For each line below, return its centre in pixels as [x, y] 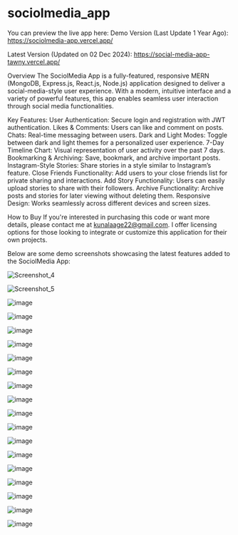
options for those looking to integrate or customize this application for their [117, 232]
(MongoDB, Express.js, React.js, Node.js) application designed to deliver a [117, 83]
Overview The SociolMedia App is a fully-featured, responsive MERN [108, 76]
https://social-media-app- [172, 54]
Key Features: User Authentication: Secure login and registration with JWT [117, 120]
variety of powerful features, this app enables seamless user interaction [113, 98]
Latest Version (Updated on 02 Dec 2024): [70, 54]
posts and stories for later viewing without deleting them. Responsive [109, 195]
